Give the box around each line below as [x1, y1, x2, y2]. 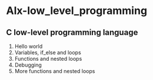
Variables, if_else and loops [14, 49, 81, 56]
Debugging [14, 61, 42, 68]
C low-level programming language [6, 27, 138, 37]
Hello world [14, 43, 43, 50]
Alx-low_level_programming [6, 4, 148, 18]
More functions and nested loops [14, 68, 95, 74]
